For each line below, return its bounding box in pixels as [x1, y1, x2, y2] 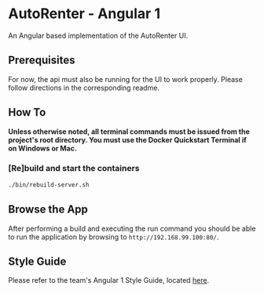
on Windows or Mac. [8, 143, 77, 153]
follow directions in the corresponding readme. [8, 83, 159, 92]
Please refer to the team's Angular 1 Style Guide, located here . [8, 276, 210, 285]
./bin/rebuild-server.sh [8, 180, 90, 189]
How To [8, 106, 46, 119]
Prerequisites [8, 54, 75, 67]
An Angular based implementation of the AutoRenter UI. [8, 31, 189, 40]
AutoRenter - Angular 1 [8, 5, 161, 23]
